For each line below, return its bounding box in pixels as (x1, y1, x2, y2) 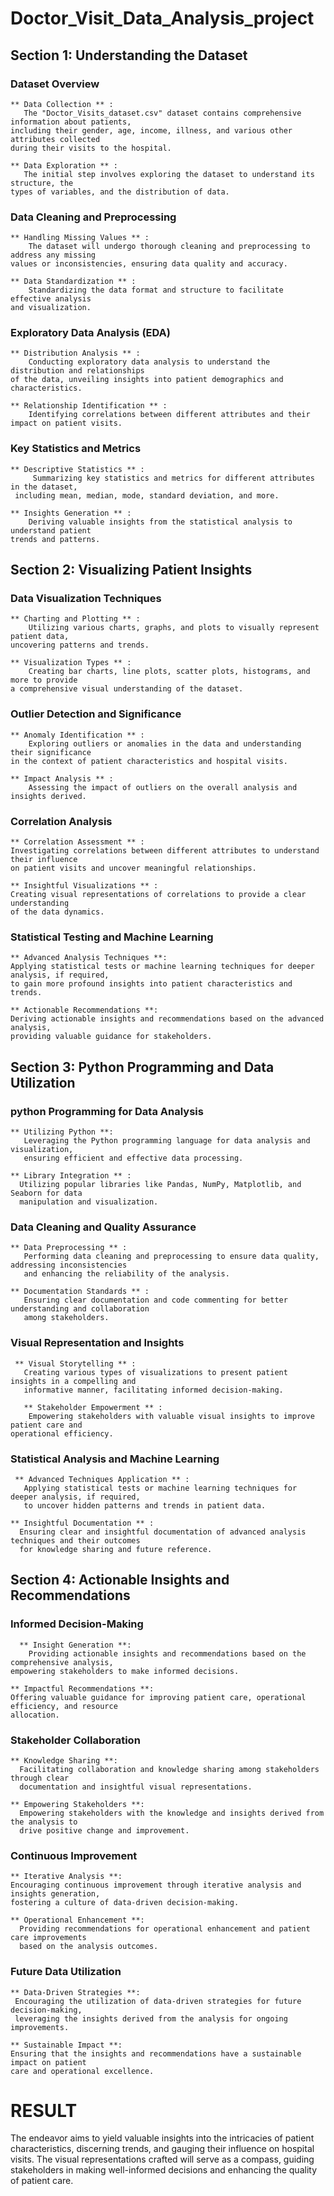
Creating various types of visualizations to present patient (23, 1367, 288, 1377)
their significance (10, 747, 92, 757)
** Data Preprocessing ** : (10, 1243, 128, 1253)
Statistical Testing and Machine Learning (10, 930, 214, 944)
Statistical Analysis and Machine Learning (10, 1452, 220, 1466)
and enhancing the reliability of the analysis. (23, 1269, 230, 1279)
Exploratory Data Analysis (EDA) (10, 326, 171, 340)
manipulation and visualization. (19, 1197, 159, 1207)
